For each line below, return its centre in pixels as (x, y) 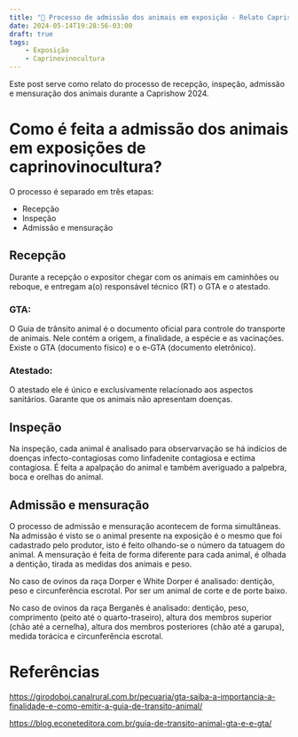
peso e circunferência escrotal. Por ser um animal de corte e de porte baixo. (149, 590)
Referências (55, 672)
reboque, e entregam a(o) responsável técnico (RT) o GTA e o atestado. (140, 286)
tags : (19, 42)
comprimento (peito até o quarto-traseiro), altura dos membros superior (141, 617)
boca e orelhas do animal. (56, 477)
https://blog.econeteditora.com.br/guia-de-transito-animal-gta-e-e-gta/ (141, 723)
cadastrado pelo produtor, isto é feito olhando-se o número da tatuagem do (147, 545)
